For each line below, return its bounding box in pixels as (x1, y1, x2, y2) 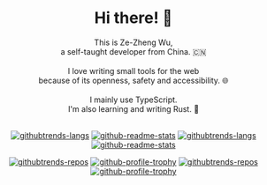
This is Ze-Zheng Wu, (94, 37, 173, 48)
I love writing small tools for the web (67, 65, 200, 76)
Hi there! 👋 (94, 8, 173, 28)
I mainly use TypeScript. (89, 94, 178, 105)
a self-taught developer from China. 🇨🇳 (60, 46, 207, 56)
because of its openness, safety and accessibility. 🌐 (38, 75, 229, 85)
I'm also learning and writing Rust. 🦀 (67, 103, 200, 114)
